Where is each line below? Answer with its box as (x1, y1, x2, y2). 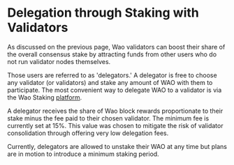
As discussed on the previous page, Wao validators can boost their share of (7, 42, 226, 51)
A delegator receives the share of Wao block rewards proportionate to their (7, 107, 224, 115)
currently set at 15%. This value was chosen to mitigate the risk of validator (7, 121, 224, 129)
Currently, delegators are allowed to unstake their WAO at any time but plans (7, 142, 227, 150)
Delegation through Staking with (7, 5, 199, 21)
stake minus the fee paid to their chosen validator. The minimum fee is (7, 113, 210, 123)
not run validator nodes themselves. (7, 57, 111, 65)
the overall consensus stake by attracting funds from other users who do (7, 50, 217, 58)
